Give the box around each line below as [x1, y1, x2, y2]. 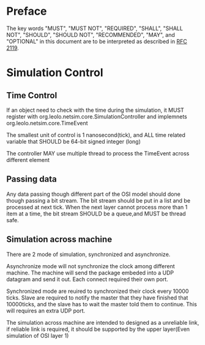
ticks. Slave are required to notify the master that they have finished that [6, 293, 188, 301]
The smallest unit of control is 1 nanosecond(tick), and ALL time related [6, 131, 185, 139]
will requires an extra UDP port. [6, 307, 86, 314]
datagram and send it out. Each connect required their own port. [6, 275, 168, 283]
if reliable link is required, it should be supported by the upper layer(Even [6, 325, 190, 333]
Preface [6, 4, 47, 18]
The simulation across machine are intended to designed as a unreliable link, [6, 319, 199, 326]
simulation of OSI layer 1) [6, 331, 69, 339]
